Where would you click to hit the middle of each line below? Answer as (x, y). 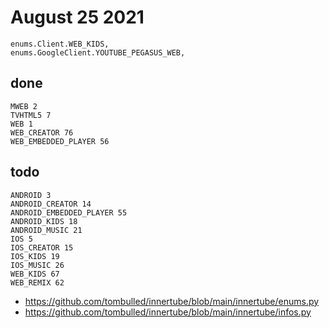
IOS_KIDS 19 (35, 256)
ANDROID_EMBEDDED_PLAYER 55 (69, 212)
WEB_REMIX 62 (37, 282)
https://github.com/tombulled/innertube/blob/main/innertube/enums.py (172, 301)
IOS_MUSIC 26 (37, 265)
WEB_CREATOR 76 (42, 132)
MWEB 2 (24, 106)
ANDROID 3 (31, 195)
